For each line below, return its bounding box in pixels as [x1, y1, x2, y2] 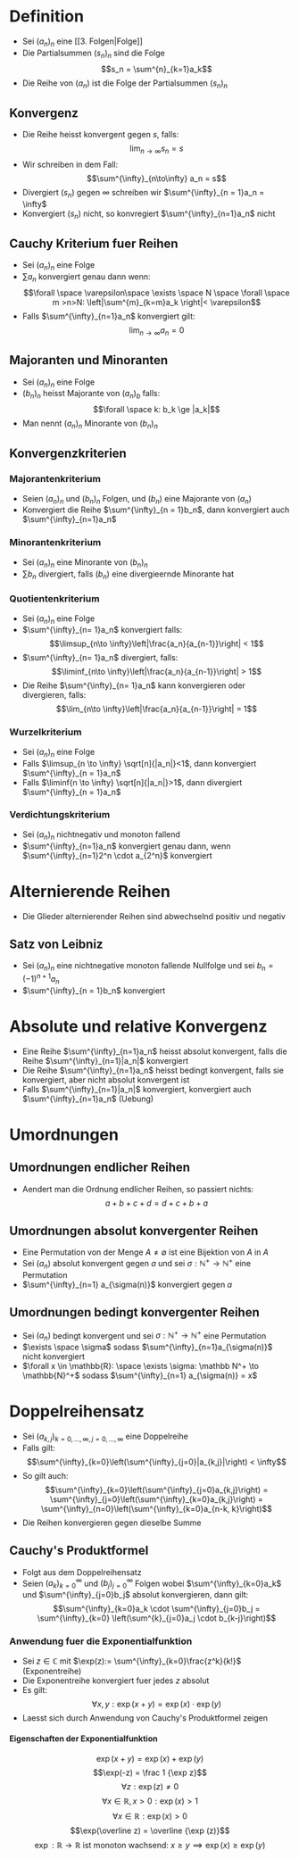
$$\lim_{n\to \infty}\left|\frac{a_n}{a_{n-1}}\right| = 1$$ [56, 703, 257, 715]
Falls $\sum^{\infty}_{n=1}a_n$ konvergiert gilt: [21, 311, 195, 321]
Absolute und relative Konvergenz [9, 1016, 268, 1036]
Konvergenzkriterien [9, 446, 127, 461]
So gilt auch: [21, 1470, 69, 1481]
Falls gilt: [21, 1442, 55, 1453]
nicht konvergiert [21, 1351, 86, 1362]
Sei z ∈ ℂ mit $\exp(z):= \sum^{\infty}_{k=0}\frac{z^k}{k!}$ [21, 1656, 242, 1666]
